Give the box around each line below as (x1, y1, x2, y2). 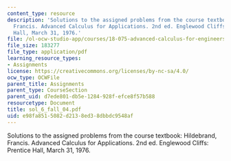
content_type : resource (7, 10, 76, 17)
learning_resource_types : (7, 55, 81, 62)
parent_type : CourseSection (7, 87, 88, 94)
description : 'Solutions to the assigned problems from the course (7, 17, 205, 23)
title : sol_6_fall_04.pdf (7, 106, 81, 113)
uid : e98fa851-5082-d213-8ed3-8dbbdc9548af (7, 112, 134, 119)
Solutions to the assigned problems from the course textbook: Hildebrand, (7, 131, 217, 140)
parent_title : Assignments (7, 80, 85, 87)
